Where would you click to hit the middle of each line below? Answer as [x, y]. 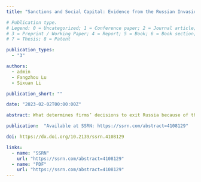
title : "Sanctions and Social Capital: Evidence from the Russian [91, 12]
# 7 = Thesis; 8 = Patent [38, 39]
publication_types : [31, 50]
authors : [17, 66]
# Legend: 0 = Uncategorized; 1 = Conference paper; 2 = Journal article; [101, 28]
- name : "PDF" [29, 164]
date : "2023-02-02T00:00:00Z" [44, 104]
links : [14, 147]
